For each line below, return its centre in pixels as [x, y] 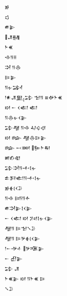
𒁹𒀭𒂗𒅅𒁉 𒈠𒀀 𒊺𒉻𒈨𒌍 [34, 97]
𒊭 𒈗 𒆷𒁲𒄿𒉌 [26, 138]
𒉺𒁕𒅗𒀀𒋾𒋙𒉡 [23, 178]
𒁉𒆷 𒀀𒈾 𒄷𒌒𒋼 [25, 128]
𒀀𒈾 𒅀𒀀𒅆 [17, 198]
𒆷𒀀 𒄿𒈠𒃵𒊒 [20, 228]
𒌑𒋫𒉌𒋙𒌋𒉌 [18, 208]
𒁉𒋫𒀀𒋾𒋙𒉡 [20, 168]
